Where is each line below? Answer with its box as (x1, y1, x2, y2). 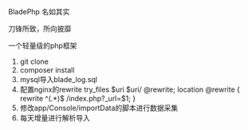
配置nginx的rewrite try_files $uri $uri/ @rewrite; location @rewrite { (19, 85, 241, 94)
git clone (19, 57, 49, 66)
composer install (19, 65, 75, 74)
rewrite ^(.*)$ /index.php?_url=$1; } (19, 94, 136, 103)
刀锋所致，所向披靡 (8, 24, 72, 33)
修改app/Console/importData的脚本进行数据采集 (19, 103, 179, 112)
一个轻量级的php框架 (8, 41, 77, 50)
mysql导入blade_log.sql (19, 75, 98, 84)
